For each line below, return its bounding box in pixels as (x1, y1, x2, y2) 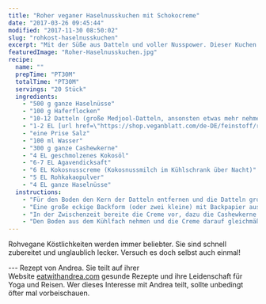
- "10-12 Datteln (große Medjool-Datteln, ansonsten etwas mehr (22, 115, 239, 123)
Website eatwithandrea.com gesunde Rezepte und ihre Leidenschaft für (8, 272, 243, 281)
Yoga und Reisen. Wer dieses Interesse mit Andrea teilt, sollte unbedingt (8, 280, 244, 290)
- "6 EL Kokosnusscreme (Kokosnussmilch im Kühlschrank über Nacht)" (22, 166, 257, 174)
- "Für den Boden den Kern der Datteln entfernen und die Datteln (22, 196, 246, 203)
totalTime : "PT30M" (15, 78, 80, 85)
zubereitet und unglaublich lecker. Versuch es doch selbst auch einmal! (8, 248, 241, 257)
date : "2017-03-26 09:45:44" (8, 19, 104, 27)
